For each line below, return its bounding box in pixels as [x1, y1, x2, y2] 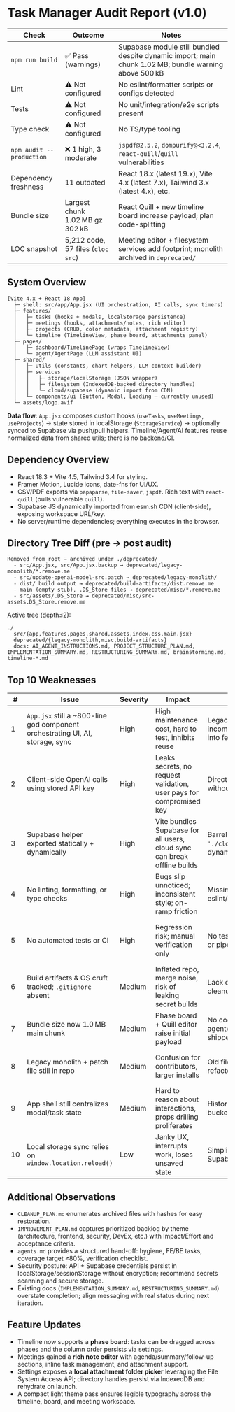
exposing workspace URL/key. [17, 509, 106, 518]
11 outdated [64, 177, 106, 187]
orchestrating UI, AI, [27, 729, 92, 739]
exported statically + [27, 839, 94, 848]
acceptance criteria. [17, 1239, 76, 1248]
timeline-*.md [7, 655, 49, 662]
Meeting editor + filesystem [118, 235, 208, 245]
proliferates [155, 1121, 194, 1131]
